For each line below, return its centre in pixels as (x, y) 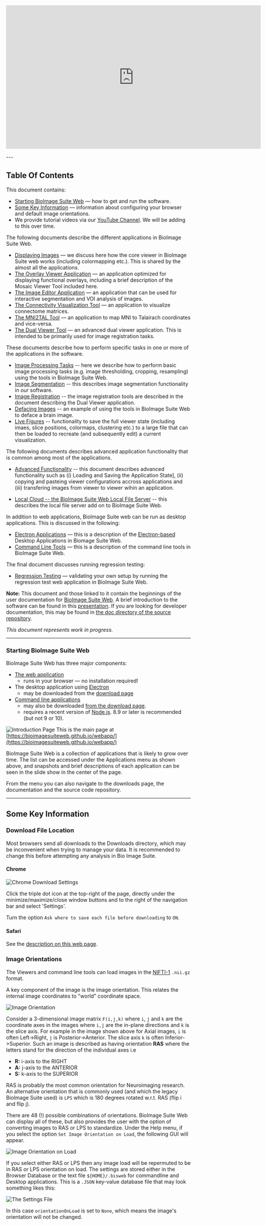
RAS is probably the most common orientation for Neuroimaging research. (96, 1085)
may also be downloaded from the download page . (85, 706)
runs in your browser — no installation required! (81, 681)
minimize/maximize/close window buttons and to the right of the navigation (97, 900)
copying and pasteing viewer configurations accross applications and (98, 481)
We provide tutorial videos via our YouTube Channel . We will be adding (100, 220)
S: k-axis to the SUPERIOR (46, 1073)
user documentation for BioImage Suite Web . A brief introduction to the (92, 599)
